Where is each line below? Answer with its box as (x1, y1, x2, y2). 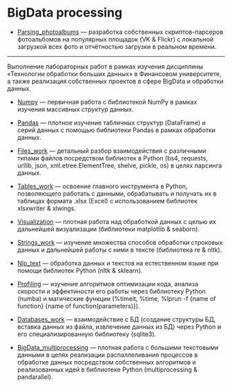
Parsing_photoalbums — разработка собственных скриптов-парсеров (17, 28, 224, 36)
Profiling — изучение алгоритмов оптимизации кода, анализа (17, 279, 199, 288)
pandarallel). (17, 372, 53, 381)
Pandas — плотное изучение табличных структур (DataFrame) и (17, 118, 206, 127)
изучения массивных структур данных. (17, 105, 134, 113)
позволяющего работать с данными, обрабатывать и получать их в (17, 189, 217, 198)
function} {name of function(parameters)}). (17, 302, 140, 310)
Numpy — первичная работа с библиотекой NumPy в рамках (17, 98, 197, 106)
